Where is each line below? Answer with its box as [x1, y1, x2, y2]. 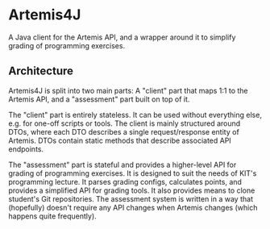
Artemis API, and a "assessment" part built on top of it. [8, 94, 190, 104]
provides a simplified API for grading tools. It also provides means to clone [8, 185, 255, 195]
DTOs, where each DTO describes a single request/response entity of [8, 127, 239, 136]
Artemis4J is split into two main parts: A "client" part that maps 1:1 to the [8, 85, 248, 95]
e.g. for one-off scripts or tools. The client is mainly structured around [8, 119, 241, 128]
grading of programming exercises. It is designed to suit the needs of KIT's [8, 168, 257, 178]
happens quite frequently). [8, 211, 97, 221]
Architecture [8, 65, 74, 78]
